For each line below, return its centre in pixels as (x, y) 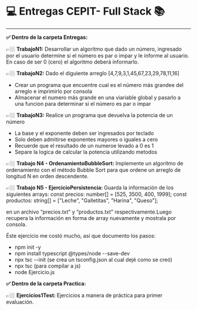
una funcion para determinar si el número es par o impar (83, 104)
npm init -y (28, 247)
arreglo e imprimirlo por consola (53, 91)
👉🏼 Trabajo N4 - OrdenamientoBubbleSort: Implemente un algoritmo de (95, 163)
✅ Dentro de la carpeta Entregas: (47, 37)
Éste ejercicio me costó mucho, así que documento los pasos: (81, 235)
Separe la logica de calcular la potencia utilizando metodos (86, 152)
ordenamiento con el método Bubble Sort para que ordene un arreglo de (94, 170)
